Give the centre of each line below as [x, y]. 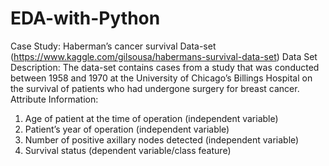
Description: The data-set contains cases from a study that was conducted [165, 67]
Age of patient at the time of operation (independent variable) [151, 118]
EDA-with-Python [85, 18]
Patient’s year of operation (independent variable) [127, 129]
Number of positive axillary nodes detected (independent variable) [162, 139]
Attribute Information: [54, 99]
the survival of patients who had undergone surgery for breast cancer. [155, 88]
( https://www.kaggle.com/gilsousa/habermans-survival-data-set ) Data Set [164, 56]
